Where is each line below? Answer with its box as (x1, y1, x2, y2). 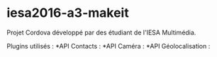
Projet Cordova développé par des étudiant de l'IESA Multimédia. (6, 28, 196, 37)
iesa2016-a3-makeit (6, 5, 129, 21)
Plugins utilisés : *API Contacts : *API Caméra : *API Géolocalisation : (6, 42, 211, 50)
